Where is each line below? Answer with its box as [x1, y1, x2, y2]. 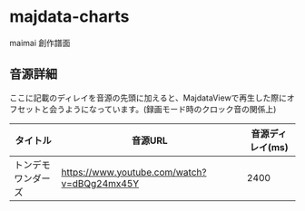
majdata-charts [9, 6, 130, 27]
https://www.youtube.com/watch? [61, 166, 207, 178]
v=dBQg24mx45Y [61, 177, 140, 189]
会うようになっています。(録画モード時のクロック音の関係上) [48, 103, 277, 114]
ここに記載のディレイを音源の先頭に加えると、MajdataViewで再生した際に [9, 92, 288, 103]
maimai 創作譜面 [9, 37, 71, 48]
